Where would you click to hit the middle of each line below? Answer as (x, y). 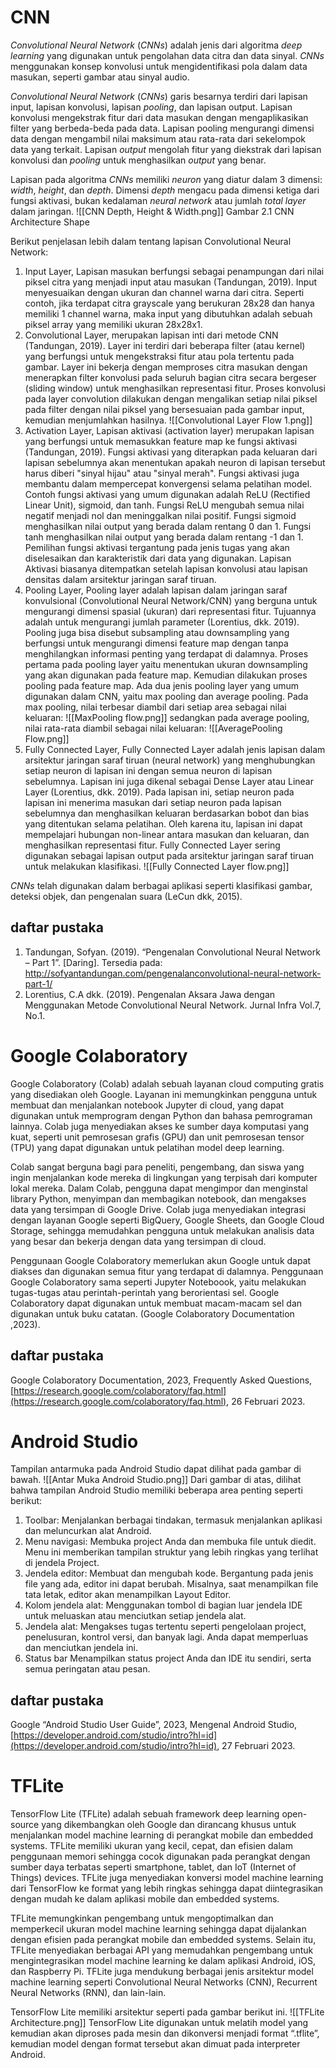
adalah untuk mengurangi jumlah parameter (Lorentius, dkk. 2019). (162, 622)
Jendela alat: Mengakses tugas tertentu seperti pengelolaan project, (165, 1627)
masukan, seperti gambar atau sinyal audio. (100, 77)
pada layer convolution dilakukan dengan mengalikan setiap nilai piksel (171, 398)
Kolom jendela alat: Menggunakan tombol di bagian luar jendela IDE (163, 1605)
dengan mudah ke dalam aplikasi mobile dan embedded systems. (145, 1899)
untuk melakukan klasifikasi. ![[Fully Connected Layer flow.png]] (157, 866)
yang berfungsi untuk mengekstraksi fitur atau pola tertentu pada (159, 356)
